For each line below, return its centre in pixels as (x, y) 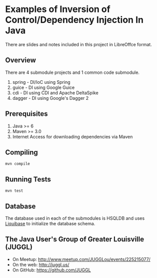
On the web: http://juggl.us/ (41, 264)
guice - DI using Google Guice (43, 87)
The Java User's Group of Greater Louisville (74, 239)
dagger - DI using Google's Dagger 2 (50, 98)
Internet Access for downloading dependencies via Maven (72, 136)
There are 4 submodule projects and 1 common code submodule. (72, 72)
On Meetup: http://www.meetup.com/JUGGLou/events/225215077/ (81, 259)
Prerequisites (26, 114)
